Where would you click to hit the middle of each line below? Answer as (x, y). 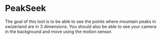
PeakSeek (26, 8)
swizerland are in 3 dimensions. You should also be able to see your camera (81, 26)
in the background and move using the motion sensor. (59, 31)
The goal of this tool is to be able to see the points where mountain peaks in (80, 21)
